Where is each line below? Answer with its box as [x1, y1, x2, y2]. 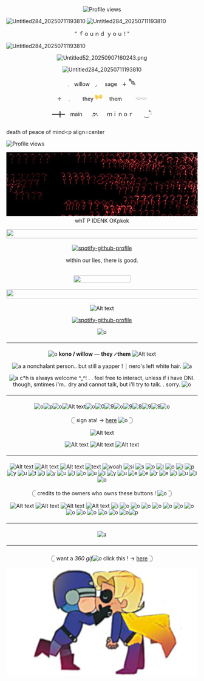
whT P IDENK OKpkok [75, 217, 129, 224]
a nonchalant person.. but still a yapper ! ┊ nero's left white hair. [22, 362, 182, 370]
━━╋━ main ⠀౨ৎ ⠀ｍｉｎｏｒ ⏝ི [52, 110, 152, 118]
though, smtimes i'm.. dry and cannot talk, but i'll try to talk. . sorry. [13, 381, 181, 388]
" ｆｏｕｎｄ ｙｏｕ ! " [74, 30, 130, 37]
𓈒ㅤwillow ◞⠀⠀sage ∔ [67, 80, 127, 88]
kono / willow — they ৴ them [58, 350, 131, 358]
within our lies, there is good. [66, 256, 138, 264]
